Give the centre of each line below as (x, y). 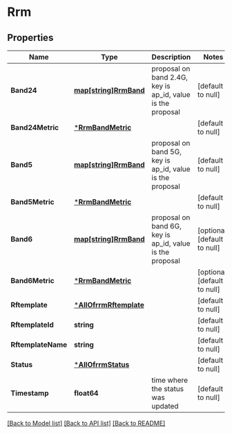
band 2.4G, (170, 77)
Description (171, 57)
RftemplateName (39, 345)
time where (170, 380)
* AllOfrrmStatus (101, 364)
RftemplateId (32, 325)
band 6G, (166, 226)
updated (165, 406)
